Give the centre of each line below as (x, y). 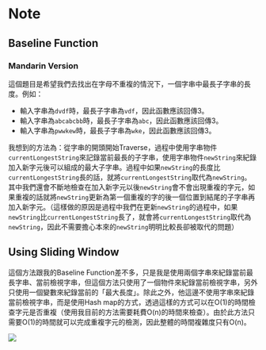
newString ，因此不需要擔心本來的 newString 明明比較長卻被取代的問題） (123, 226)
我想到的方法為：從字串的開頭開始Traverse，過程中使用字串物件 (113, 147)
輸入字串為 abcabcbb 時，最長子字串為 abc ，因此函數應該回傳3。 (121, 121)
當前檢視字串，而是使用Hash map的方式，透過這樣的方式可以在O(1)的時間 (129, 302)
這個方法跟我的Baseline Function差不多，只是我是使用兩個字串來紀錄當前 (127, 272)
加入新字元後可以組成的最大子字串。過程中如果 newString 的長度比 (114, 167)
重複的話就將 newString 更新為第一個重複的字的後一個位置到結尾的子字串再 (135, 197)
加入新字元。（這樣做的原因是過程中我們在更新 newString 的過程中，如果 (123, 206)
